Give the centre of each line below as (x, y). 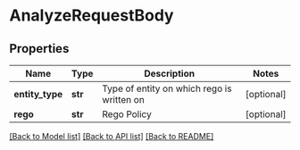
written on (123, 100)
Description (169, 74)
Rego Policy (127, 114)
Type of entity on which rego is (167, 88)
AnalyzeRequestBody (92, 16)
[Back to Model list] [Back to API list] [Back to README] (112, 136)
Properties (39, 49)
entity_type (38, 94)
